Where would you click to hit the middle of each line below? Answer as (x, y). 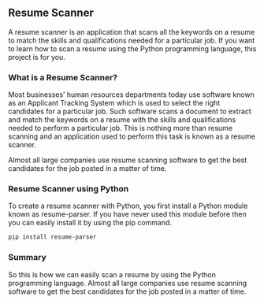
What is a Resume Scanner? (63, 77)
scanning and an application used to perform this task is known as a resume (132, 136)
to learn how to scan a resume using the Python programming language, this (132, 48)
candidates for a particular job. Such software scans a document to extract (130, 111)
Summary (28, 258)
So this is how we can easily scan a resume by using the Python (112, 274)
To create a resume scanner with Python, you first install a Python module (128, 206)
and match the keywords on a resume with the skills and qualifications (122, 120)
